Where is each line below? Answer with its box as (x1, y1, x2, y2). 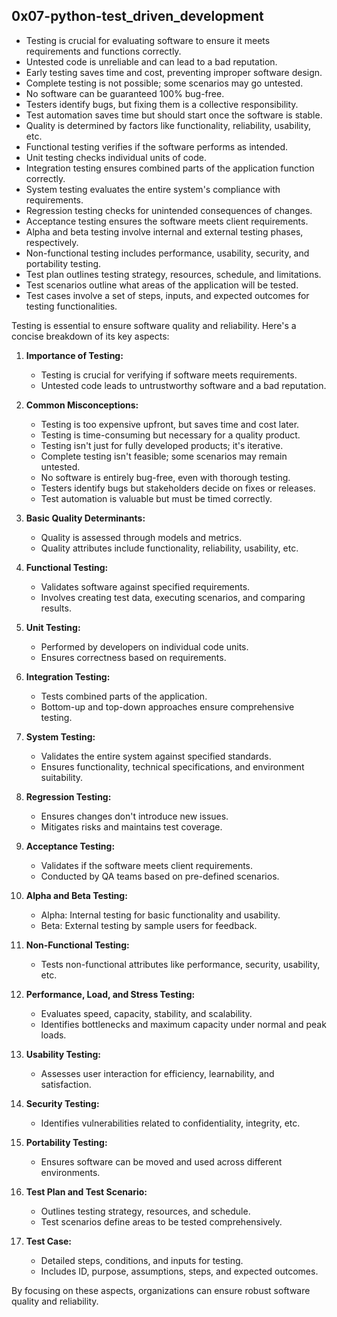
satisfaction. (40, 1078, 92, 1090)
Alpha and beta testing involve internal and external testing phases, (25, 225, 304, 238)
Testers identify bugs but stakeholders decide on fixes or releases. (40, 482, 316, 494)
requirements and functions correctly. (25, 45, 182, 57)
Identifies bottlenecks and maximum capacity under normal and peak (40, 1018, 327, 1030)
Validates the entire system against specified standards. (40, 750, 272, 762)
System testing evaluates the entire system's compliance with (25, 183, 281, 195)
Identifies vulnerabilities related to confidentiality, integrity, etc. (40, 1117, 301, 1129)
